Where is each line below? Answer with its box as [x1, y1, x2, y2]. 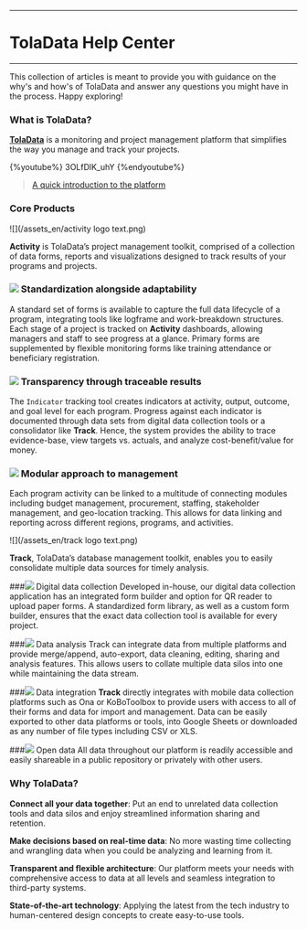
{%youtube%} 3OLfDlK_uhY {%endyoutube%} [9, 162, 185, 173]
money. [9, 444, 38, 455]
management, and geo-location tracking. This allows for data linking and [9, 508, 282, 518]
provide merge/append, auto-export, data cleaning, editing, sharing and [9, 648, 281, 659]
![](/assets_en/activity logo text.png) [9, 223, 146, 234]
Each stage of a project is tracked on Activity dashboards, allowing [9, 323, 263, 334]
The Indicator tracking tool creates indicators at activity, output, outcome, [9, 396, 291, 407]
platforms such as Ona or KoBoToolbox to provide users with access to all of [9, 697, 297, 708]
